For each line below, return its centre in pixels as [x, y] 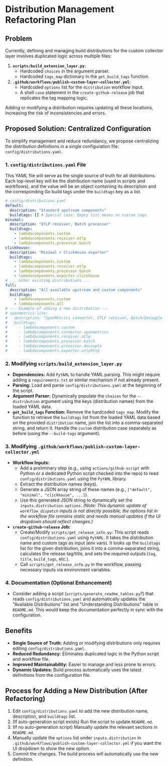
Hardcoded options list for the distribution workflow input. [82, 87]
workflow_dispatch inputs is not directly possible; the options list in [89, 511]
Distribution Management [60, 9]
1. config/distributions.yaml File [46, 165]
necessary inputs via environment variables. [65, 570]
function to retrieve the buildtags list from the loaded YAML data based [86, 417]
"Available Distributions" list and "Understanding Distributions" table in [85, 604]
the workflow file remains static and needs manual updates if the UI [90, 516]
